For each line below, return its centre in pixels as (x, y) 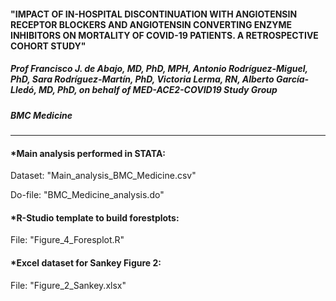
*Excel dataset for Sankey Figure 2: (86, 262)
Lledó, (23, 90)
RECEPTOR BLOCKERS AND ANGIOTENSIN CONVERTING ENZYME (151, 24)
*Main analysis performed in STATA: (88, 153)
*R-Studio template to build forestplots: (95, 217)
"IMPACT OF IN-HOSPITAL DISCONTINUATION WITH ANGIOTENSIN (154, 14)
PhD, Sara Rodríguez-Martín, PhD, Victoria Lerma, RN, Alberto (142, 79)
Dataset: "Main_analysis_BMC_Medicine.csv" (103, 176)
